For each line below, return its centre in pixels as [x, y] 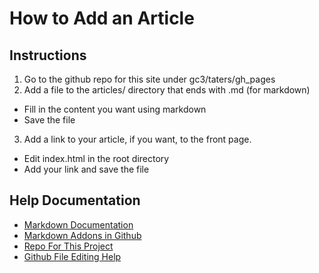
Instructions [48, 55]
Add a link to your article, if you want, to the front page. [137, 139]
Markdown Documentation [78, 224]
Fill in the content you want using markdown [115, 109]
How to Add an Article [102, 18]
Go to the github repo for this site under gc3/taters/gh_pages [149, 79]
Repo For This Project [68, 246]
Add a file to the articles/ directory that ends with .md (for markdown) [167, 90]
